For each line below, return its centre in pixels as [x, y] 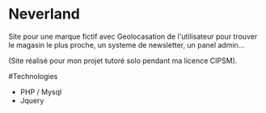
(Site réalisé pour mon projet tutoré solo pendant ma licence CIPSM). [123, 61]
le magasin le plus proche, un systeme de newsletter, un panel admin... [127, 44]
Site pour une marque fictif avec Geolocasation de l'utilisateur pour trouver [133, 36]
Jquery [32, 100]
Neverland [44, 14]
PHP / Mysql [41, 92]
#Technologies [33, 76]
